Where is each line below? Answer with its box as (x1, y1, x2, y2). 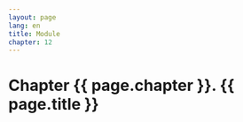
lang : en (8, 21, 41, 30)
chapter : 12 (8, 37, 52, 47)
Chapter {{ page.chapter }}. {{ (8, 76, 235, 95)
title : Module (8, 29, 61, 38)
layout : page (8, 12, 57, 22)
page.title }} (8, 95, 99, 115)
